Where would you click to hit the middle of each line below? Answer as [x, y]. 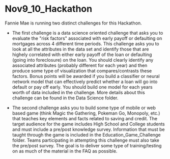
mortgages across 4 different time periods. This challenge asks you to [86, 43]
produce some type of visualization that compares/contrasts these [82, 71]
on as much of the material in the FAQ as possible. [65, 151]
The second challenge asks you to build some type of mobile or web [84, 108]
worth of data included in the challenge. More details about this [79, 92]
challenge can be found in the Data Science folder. [65, 98]
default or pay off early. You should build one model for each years [82, 87]
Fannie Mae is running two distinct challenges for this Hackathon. [73, 23]
